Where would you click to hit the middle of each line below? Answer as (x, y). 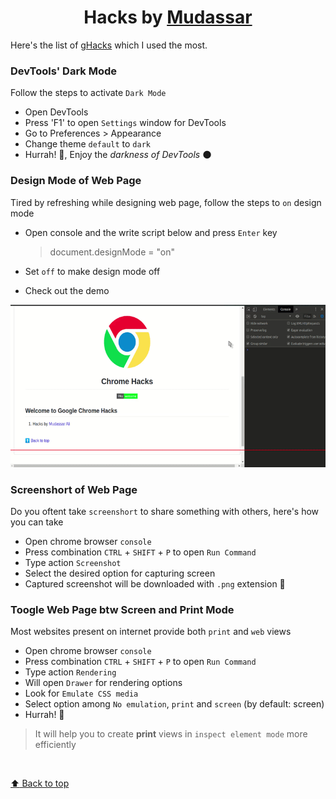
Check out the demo (67, 290)
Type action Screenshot (73, 563)
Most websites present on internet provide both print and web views (151, 632)
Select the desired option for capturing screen (120, 573)
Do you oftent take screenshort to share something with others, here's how (165, 512)
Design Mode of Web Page (76, 181)
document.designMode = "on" (112, 252)
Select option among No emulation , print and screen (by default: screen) (174, 704)
